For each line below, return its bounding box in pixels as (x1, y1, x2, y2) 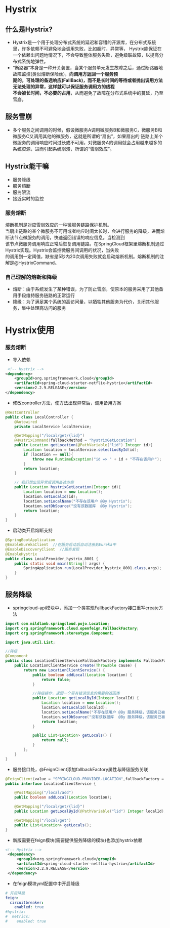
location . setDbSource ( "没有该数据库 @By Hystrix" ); (23, 503, 133, 509)
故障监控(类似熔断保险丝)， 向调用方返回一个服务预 (12, 71, 118, 77)
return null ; (41, 738, 69, 743)
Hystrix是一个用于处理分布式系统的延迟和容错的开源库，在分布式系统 (12, 39, 156, 45)
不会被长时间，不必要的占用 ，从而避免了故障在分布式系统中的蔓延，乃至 (12, 90, 163, 96)
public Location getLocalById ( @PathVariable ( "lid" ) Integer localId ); (14, 809, 166, 814)
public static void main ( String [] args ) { (14, 561, 105, 566)
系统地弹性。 (21, 58, 49, 64)
